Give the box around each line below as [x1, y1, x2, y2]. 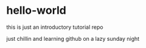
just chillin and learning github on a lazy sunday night [6, 35, 140, 42]
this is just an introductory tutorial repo [6, 23, 103, 31]
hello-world [6, 4, 67, 17]
